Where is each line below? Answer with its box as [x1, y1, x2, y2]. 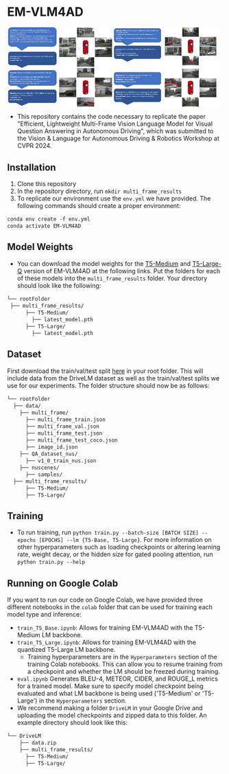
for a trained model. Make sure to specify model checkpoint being [16, 682, 204, 690]
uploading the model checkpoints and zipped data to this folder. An [16, 712, 207, 720]
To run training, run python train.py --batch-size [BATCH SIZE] [16, 528, 199, 536]
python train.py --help [16, 559, 86, 566]
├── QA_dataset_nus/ [19, 451, 78, 457]
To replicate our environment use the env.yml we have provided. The [16, 194, 211, 203]
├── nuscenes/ [19, 464, 60, 471]
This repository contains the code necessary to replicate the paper [16, 113, 206, 121]
